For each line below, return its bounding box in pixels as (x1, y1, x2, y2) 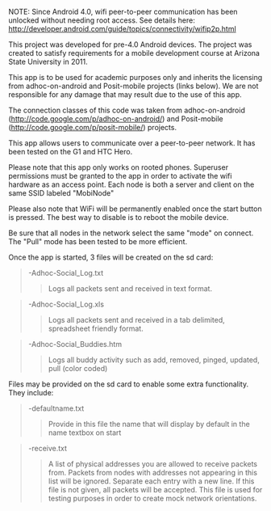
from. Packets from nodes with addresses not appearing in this (48, 468, 258, 477)
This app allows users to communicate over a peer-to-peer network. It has (8, 138, 256, 148)
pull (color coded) (48, 364, 108, 373)
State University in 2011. (8, 57, 88, 66)
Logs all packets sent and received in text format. (48, 284, 212, 294)
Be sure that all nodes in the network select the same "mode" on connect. (8, 228, 254, 238)
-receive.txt (27, 444, 67, 453)
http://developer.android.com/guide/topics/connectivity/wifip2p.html (8, 24, 236, 33)
